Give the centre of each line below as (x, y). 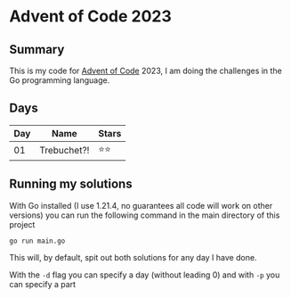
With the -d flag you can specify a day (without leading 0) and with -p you (145, 275)
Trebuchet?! (65, 151)
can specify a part (43, 284)
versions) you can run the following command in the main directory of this (145, 215)
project (22, 224)
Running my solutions (71, 184)
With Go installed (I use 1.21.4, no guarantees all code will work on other (141, 205)
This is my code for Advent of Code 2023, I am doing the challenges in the (145, 70)
